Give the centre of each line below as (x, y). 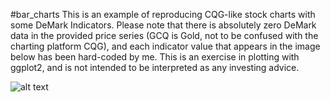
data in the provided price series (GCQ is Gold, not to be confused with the (164, 35)
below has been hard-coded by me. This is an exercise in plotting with (155, 57)
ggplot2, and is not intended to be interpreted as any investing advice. (155, 67)
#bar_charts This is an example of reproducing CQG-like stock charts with (163, 14)
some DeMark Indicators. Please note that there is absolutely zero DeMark (163, 25)
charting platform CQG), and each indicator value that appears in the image (165, 46)
